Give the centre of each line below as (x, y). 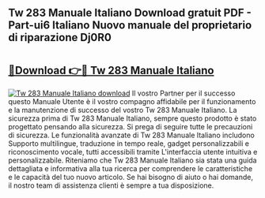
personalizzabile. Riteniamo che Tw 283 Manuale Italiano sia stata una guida (132, 160)
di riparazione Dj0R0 (60, 37)
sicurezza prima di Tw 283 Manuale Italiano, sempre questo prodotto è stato (132, 118)
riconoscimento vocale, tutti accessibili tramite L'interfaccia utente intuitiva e (133, 152)
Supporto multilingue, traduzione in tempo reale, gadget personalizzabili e (129, 144)
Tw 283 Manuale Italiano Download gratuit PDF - (130, 13)
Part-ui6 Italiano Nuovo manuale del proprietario (130, 26)
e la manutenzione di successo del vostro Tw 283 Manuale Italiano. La (123, 110)
